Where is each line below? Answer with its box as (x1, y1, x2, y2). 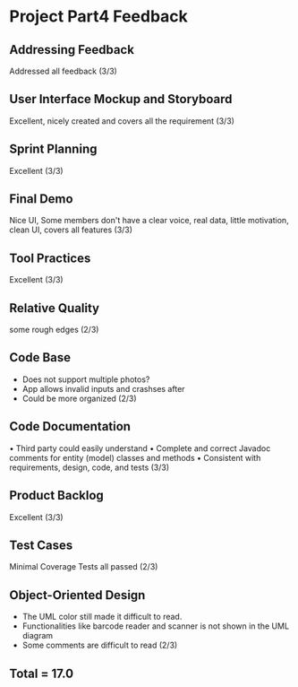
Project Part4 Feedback (9, 6, 188, 27)
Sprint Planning (9, 142, 98, 157)
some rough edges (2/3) (9, 325, 99, 335)
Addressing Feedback (9, 42, 134, 57)
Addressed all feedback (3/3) (9, 65, 118, 76)
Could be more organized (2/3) (21, 393, 137, 404)
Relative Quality (9, 300, 100, 316)
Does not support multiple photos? (21, 374, 150, 385)
